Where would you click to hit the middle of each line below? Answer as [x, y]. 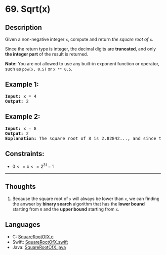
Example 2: [23, 117]
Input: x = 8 [21, 128]
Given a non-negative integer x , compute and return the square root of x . [79, 39]
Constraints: [25, 154]
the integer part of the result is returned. [47, 54]
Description [23, 27]
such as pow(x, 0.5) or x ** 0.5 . [39, 69]
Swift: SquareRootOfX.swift [40, 242]
